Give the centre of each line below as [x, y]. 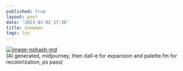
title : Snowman [25, 28]
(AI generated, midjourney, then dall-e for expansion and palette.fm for [91, 56]
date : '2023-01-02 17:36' [38, 22]
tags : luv [18, 33]
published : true [26, 11]
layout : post [22, 17]
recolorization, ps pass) [35, 62]
